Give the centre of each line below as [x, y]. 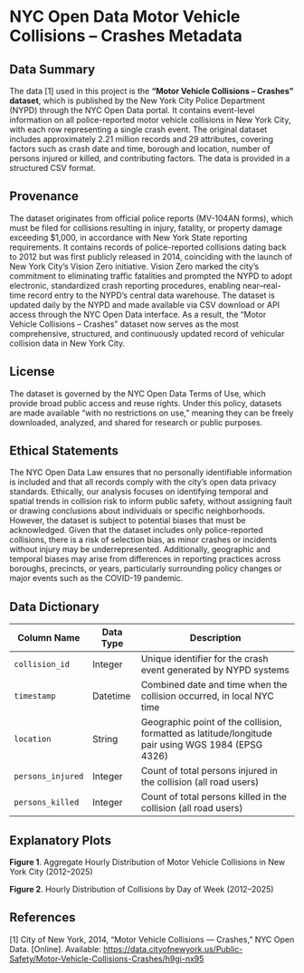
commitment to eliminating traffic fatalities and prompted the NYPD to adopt [151, 276]
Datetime [111, 696]
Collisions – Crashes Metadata [126, 36]
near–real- [262, 285]
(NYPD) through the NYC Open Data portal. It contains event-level [132, 110]
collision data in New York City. [67, 343]
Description [215, 638]
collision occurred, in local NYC [207, 696]
